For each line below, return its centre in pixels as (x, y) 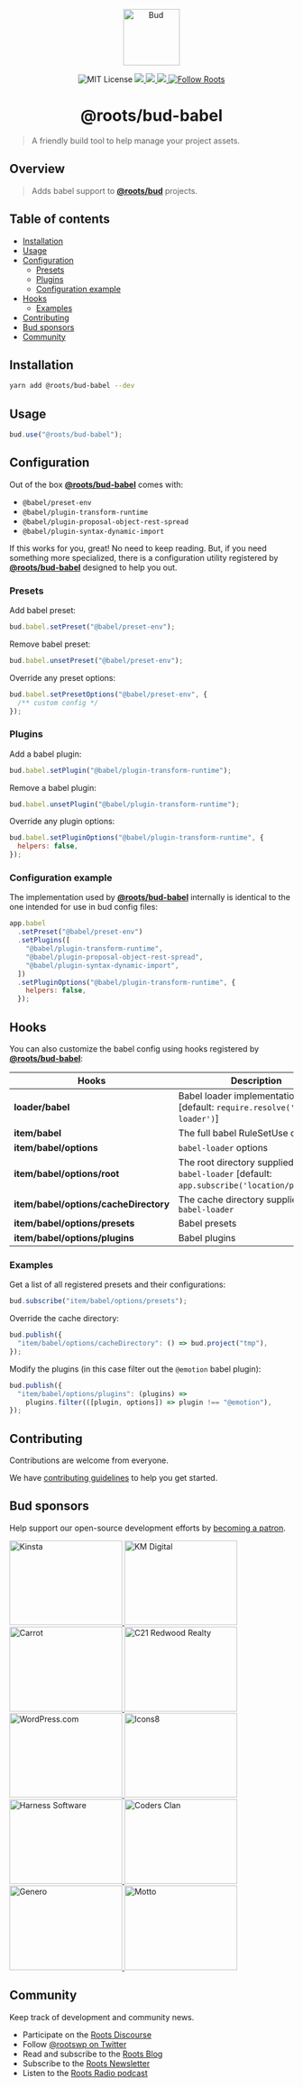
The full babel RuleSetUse (233, 1133)
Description (256, 1080)
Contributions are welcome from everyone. (89, 1460)
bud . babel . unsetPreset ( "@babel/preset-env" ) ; (96, 660)
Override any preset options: (63, 677)
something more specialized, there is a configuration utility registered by (144, 557)
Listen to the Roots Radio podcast (85, 2073)
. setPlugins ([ (44, 941)
